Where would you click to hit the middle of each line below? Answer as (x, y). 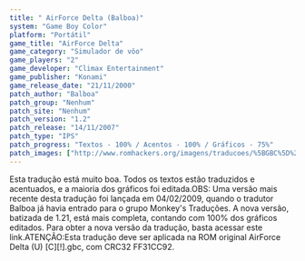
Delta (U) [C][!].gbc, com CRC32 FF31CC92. (92, 246)
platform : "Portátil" (50, 35)
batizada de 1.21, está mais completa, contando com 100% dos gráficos (143, 217)
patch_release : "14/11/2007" (64, 128)
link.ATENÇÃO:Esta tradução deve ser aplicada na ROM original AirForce (145, 236)
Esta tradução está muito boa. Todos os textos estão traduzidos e (133, 179)
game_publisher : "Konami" (58, 77)
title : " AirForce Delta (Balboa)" (77, 18)
